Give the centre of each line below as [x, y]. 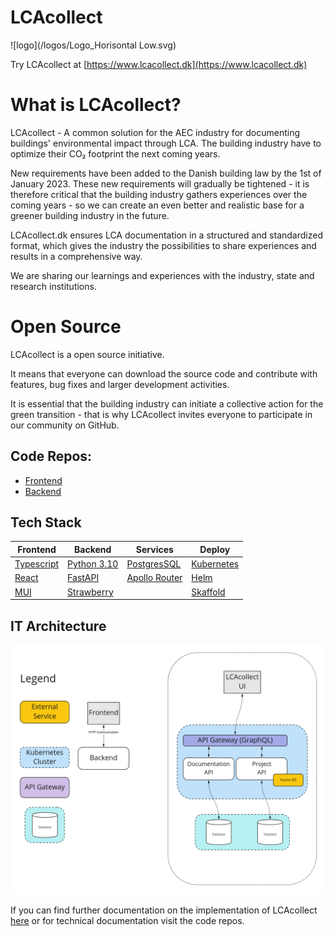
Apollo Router [154, 578]
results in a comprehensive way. [76, 256]
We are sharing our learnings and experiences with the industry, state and [162, 275]
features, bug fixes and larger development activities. [120, 384]
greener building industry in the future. [90, 215]
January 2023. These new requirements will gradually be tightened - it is [160, 183]
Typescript [37, 564]
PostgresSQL [154, 564]
